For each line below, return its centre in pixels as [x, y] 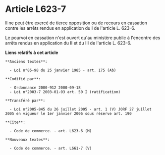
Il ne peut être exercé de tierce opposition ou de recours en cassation [76, 23]
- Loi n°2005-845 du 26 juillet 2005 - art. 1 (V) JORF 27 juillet [81, 109]
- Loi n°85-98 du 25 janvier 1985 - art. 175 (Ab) [63, 70]
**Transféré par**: [25, 101]
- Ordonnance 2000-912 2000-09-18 [45, 88]
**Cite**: [15, 122]
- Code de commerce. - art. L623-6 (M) [51, 131]
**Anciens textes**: [27, 61]
